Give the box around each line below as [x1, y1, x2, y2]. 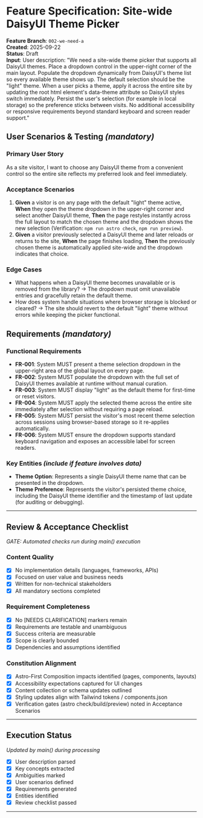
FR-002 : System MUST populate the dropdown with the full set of [14, 373, 179, 380]
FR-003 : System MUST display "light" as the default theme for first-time [14, 386, 195, 394]
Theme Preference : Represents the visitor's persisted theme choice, [14, 485, 186, 493]
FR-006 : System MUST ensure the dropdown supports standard [14, 431, 176, 438]
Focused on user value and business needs [14, 573, 124, 581]
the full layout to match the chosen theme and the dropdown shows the [14, 218, 193, 225]
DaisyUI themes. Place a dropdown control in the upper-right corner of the [6, 62, 192, 70]
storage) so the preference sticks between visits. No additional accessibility [6, 101, 195, 108]
